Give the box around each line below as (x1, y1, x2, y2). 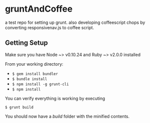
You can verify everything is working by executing (5, 95, 105, 101)
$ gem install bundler (12, 71, 58, 76)
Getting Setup (5, 39, 48, 47)
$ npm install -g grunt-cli (12, 82, 69, 87)
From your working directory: (5, 61, 64, 67)
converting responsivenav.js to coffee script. (5, 24, 94, 30)
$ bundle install (12, 76, 48, 81)
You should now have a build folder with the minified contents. (5, 113, 130, 119)
